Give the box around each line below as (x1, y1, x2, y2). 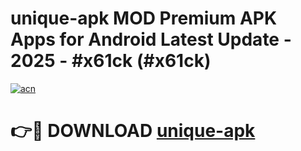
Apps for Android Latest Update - (10, 28, 292, 51)
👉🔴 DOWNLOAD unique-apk (10, 120, 256, 142)
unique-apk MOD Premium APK (10, 7, 278, 30)
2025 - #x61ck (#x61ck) (10, 50, 212, 72)
